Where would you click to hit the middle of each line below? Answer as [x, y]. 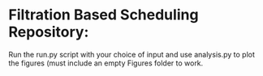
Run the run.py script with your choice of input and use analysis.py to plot [132, 54]
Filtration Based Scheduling [103, 15]
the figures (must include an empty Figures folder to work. [106, 63]
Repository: [49, 32]
